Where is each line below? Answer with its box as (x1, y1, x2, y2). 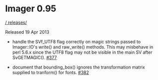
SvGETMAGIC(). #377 (12, 54, 57, 60)
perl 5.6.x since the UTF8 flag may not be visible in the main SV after (12, 49, 153, 55)
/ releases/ (5, 19, 27, 25)
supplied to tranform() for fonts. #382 (12, 69, 89, 75)
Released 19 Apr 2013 (5, 29, 50, 35)
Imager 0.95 (5, 3, 56, 14)
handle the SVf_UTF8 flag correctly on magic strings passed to (12, 38, 141, 45)
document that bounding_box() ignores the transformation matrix (12, 64, 145, 70)
